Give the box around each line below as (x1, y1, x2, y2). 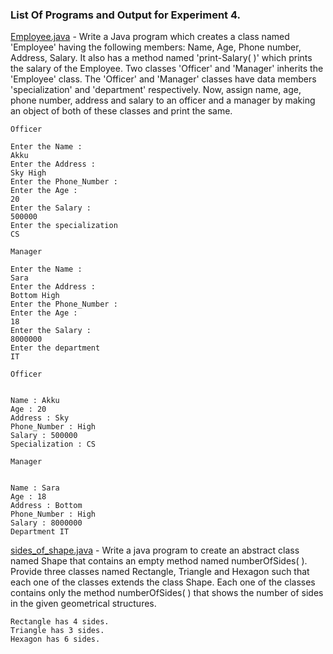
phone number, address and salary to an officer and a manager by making (10, 94, 316, 107)
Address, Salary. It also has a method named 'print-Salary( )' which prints (10, 52, 313, 64)
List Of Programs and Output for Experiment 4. (10, 8, 241, 22)
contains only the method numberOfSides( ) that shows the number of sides (10, 587, 324, 599)
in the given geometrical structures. (10, 598, 157, 610)
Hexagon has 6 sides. (10, 634, 101, 645)
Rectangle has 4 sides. (10, 617, 110, 627)
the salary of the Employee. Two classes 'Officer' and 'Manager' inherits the (10, 63, 324, 75)
